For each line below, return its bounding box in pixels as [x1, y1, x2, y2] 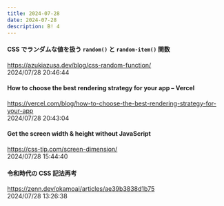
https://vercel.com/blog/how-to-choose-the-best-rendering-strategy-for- [7, 99, 217, 107]
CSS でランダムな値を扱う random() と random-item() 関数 [7, 45, 170, 53]
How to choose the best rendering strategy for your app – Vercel [7, 84, 195, 92]
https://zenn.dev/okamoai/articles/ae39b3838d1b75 [7, 185, 155, 193]
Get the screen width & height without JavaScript [7, 130, 152, 138]
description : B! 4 [7, 23, 60, 30]
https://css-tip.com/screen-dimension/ [7, 145, 118, 153]
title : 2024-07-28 [7, 10, 60, 17]
